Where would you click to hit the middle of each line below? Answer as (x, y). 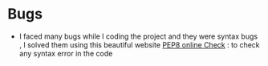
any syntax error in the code (66, 53)
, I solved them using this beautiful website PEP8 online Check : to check (139, 44)
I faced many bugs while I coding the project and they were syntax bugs (138, 36)
